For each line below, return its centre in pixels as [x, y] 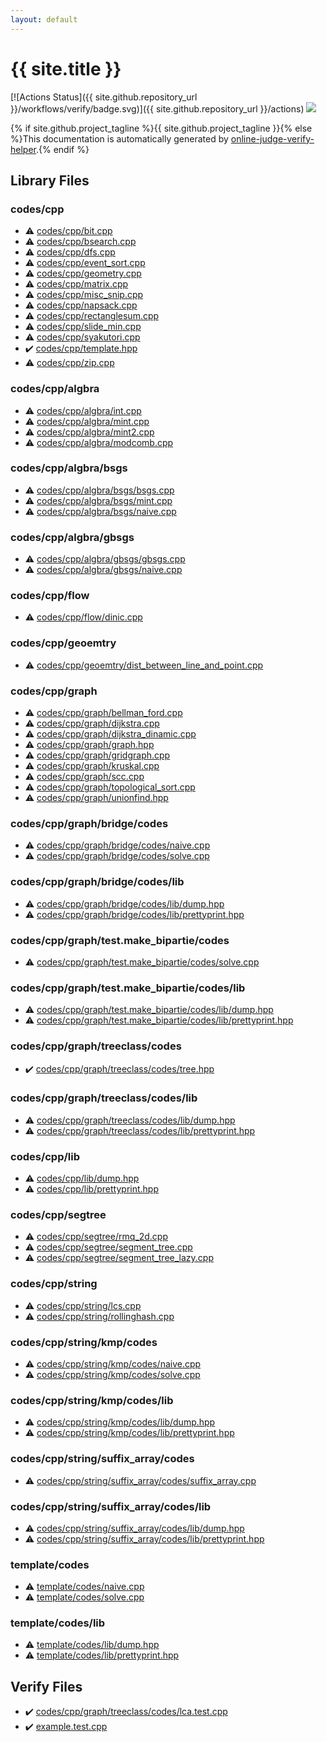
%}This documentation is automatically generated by [119, 138]
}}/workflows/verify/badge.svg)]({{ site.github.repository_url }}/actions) [157, 108]
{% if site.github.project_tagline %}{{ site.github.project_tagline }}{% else [161, 128]
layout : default [44, 19]
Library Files [50, 180]
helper [23, 149]
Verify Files [46, 1686]
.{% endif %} [62, 149]
